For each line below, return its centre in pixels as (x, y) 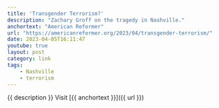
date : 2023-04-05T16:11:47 (46, 39)
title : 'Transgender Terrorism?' (56, 13)
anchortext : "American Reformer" (56, 26)
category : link (29, 59)
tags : (15, 65)
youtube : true (28, 46)
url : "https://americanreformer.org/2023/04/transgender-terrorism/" (110, 33)
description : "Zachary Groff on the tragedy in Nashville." (96, 20)
